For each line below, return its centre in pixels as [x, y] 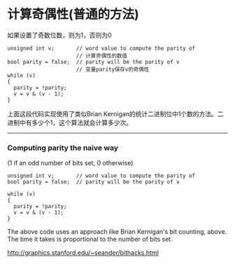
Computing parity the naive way [63, 148]
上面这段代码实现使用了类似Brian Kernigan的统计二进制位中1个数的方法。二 [115, 113]
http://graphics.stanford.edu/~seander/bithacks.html [83, 253]
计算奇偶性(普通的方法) [73, 14]
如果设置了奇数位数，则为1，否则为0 [59, 35]
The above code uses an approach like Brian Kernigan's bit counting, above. [117, 232]
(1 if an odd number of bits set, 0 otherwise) [70, 163]
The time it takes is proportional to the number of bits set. [90, 239]
